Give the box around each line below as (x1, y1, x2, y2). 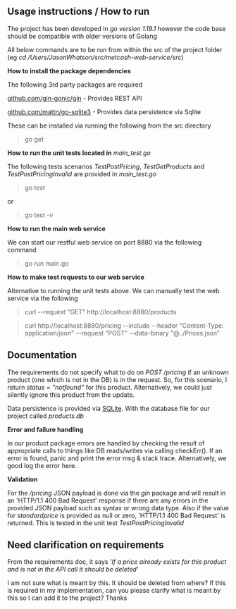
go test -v (24, 211, 54, 219)
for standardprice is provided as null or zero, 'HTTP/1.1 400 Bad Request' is (7, 511, 226, 519)
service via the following (7, 294, 79, 302)
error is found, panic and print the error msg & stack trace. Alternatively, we (7, 454, 227, 462)
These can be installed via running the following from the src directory (7, 121, 211, 130)
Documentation (7, 349, 77, 362)
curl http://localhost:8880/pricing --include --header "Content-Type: (24, 321, 224, 330)
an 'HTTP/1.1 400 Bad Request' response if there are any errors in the (7, 496, 209, 505)
